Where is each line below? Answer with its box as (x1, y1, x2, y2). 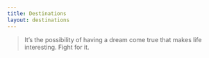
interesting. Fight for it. (24, 43, 90, 51)
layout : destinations (7, 17, 70, 23)
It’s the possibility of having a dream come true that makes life (24, 35, 202, 43)
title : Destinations (7, 10, 67, 17)
